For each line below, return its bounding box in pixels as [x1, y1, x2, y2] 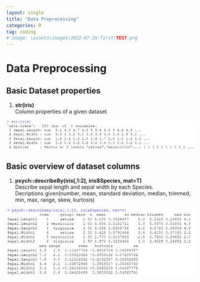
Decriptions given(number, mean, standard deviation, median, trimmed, [14, 190, 191, 197]
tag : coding [6, 29, 36, 35]
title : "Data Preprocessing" [6, 16, 79, 22]
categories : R [6, 22, 42, 28]
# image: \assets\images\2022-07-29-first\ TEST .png [6, 35, 138, 41]
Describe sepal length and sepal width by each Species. [14, 183, 154, 191]
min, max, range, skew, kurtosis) [14, 196, 95, 204]
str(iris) [14, 102, 35, 109]
